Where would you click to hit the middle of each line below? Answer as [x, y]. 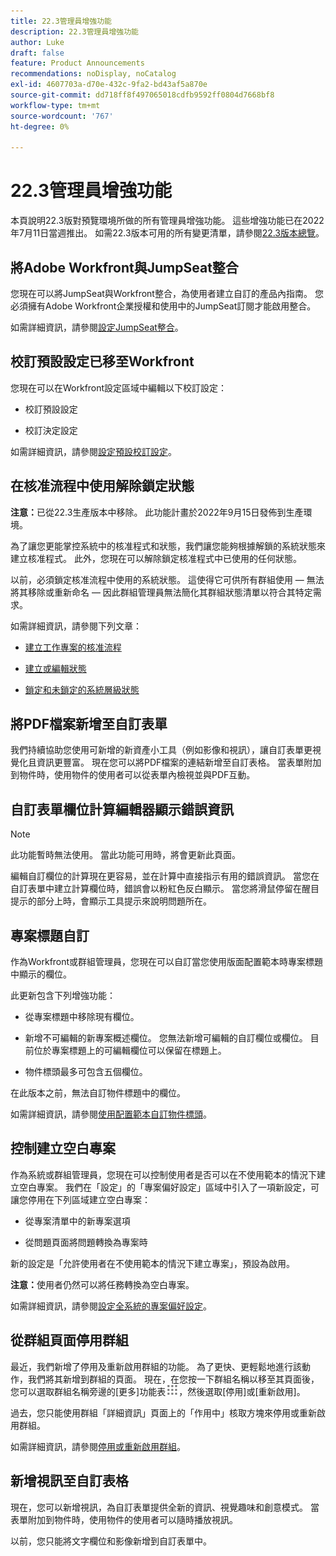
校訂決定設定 [51, 430]
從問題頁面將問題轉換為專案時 [86, 1242]
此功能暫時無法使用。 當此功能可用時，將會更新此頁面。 [125, 855]
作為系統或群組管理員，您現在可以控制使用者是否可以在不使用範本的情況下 [163, 1174]
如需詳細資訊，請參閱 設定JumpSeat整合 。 [97, 327]
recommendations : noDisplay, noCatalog [93, 74]
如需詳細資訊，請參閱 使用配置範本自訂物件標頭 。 [111, 1114]
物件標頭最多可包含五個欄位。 [86, 1072]
